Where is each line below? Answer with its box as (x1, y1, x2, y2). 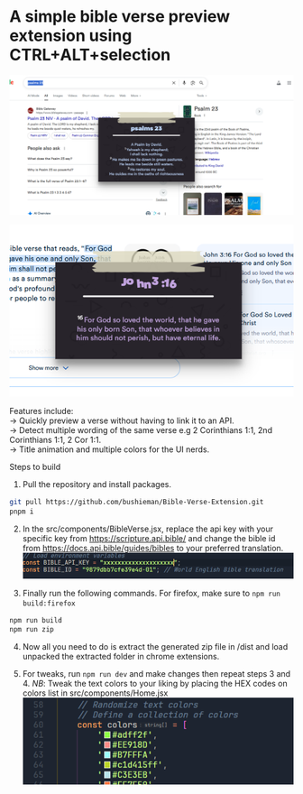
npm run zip (9, 625, 54, 634)
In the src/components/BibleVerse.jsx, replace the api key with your (22, 523, 273, 534)
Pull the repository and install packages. (22, 479, 171, 490)
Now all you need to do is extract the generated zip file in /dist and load (22, 642, 289, 652)
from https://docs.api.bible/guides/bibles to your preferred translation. (22, 542, 284, 553)
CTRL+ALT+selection (9, 45, 171, 65)
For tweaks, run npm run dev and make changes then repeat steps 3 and (22, 669, 291, 679)
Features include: (9, 406, 74, 417)
